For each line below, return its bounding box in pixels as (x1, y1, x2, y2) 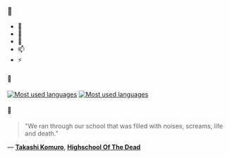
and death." (24, 129, 59, 138)
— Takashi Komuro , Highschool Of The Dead (7, 143, 141, 151)
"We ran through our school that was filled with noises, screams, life (24, 121, 224, 130)
